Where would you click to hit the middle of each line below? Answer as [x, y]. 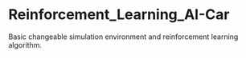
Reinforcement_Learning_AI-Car [119, 15]
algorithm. [25, 44]
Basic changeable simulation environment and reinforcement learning [123, 37]
